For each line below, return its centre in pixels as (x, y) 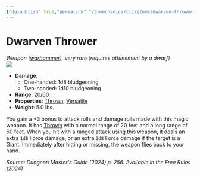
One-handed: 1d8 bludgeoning (61, 82)
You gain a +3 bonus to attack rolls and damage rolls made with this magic (97, 119)
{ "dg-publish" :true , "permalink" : (48, 12)
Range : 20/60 (32, 94)
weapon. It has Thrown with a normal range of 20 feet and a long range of (97, 125)
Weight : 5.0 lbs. (35, 107)
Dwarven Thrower (52, 41)
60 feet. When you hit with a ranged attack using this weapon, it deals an (96, 132)
